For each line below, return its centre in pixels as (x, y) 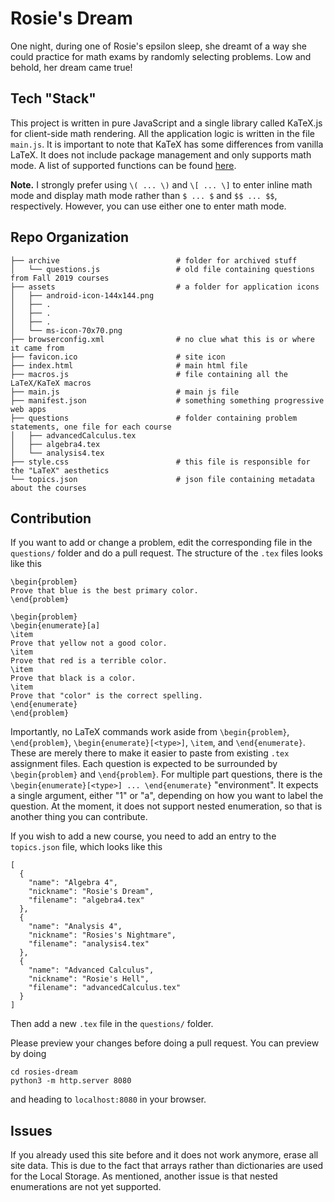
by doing (28, 1054)
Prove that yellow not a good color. (89, 643)
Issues (31, 1130)
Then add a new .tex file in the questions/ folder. (112, 1024)
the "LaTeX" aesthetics (60, 470)
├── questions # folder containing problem (154, 418)
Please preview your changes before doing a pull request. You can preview (165, 1043)
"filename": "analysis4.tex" (89, 944)
